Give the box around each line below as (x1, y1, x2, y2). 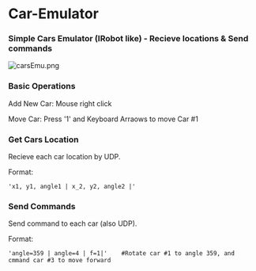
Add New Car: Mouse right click (8, 98, 112, 108)
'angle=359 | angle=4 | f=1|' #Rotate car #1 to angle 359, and (8, 250, 235, 258)
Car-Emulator (8, 5, 99, 23)
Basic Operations (8, 81, 76, 92)
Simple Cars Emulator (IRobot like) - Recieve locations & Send (8, 33, 249, 44)
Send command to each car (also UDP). (8, 219, 137, 228)
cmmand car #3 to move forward (8, 257, 111, 265)
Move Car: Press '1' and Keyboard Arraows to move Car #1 (8, 114, 199, 124)
